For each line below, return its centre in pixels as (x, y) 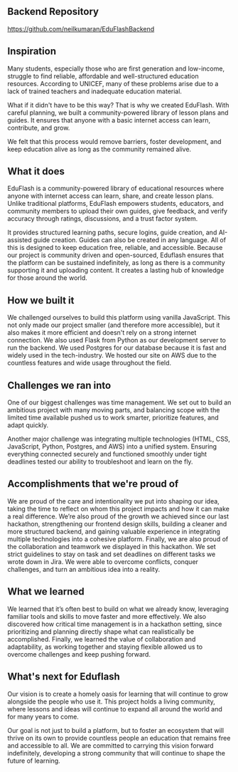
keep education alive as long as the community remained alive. (99, 149)
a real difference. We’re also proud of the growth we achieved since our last (118, 516)
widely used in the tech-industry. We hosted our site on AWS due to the (112, 355)
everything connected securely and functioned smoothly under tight (107, 454)
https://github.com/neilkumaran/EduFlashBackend (81, 28)
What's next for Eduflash (64, 677)
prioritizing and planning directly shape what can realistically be (101, 631)
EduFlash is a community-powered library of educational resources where (116, 189)
